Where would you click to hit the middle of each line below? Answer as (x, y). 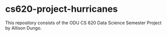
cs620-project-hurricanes (62, 9)
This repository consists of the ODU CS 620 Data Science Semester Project (83, 23)
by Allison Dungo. (23, 28)
